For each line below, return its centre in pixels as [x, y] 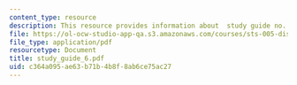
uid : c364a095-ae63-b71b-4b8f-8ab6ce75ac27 [91, 67]
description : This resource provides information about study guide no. [148, 26]
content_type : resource [53, 17]
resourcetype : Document [53, 50]
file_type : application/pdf [61, 42]
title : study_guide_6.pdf [57, 58]
